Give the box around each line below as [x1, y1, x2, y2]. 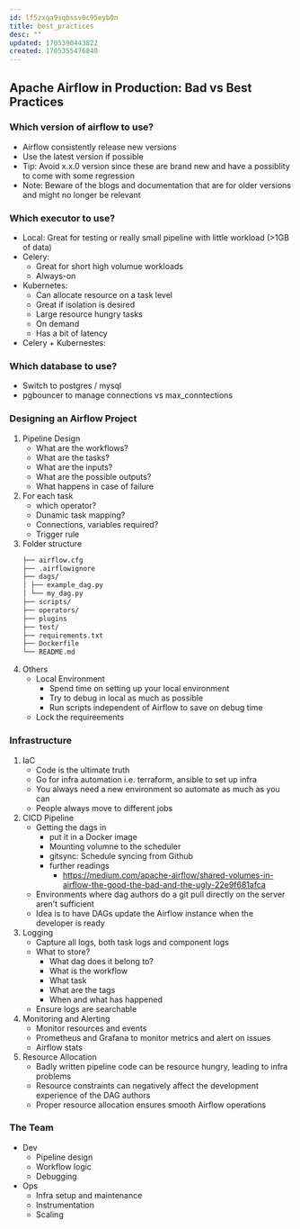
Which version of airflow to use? [9, 121, 154, 133]
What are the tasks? [35, 452, 110, 463]
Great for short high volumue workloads [35, 261, 184, 272]
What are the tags [49, 984, 116, 995]
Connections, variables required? [35, 519, 159, 529]
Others [22, 664, 49, 675]
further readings [49, 860, 110, 871]
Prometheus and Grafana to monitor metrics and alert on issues [35, 1032, 271, 1043]
